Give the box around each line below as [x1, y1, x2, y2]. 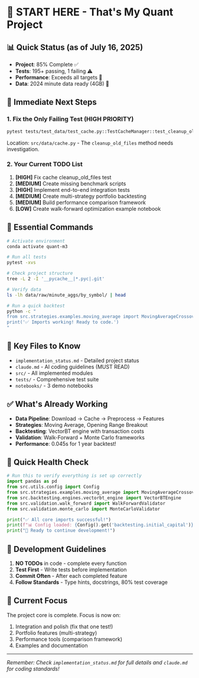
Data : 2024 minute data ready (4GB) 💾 [15, 80, 110, 87]
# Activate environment [6, 238, 66, 244]
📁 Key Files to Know [6, 341, 81, 351]
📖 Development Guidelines [6, 544, 106, 554]
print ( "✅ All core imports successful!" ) [6, 516, 112, 523]
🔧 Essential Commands [6, 222, 93, 233]
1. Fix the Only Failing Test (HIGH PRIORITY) [6, 115, 134, 123]
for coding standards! [6, 665, 60, 672]
